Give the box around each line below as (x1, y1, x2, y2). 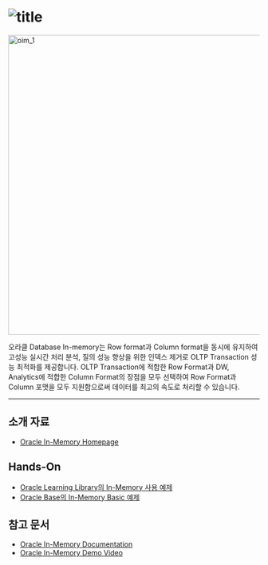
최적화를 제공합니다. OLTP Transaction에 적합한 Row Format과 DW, (16, 362, 230, 372)
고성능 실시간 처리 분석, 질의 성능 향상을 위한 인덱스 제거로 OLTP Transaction (8, 352, 250, 361)
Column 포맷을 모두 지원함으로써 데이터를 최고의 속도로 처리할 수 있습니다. (8, 382, 240, 392)
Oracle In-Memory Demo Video (19, 548, 124, 558)
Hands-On (8, 460, 61, 474)
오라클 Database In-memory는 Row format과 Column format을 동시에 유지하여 (8, 342, 258, 352)
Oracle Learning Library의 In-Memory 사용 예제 (19, 482, 173, 491)
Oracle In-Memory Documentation (19, 539, 133, 549)
